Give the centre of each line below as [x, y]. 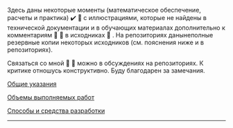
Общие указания [32, 84]
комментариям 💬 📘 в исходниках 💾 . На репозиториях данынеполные [110, 35]
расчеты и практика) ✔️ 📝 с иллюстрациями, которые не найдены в [107, 18]
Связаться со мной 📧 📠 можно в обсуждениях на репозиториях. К [105, 63]
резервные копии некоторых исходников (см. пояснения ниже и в [106, 42]
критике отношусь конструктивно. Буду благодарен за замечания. [106, 71]
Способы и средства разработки [56, 111]
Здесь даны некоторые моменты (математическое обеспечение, [104, 10]
